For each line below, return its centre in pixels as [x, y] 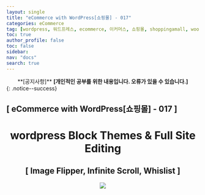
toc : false [20, 46]
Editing [103, 149]
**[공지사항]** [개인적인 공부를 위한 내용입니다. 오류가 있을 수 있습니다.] [103, 81]
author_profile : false [35, 40]
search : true [23, 63]
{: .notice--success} [32, 88]
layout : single [26, 12]
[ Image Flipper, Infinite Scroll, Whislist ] [103, 171]
